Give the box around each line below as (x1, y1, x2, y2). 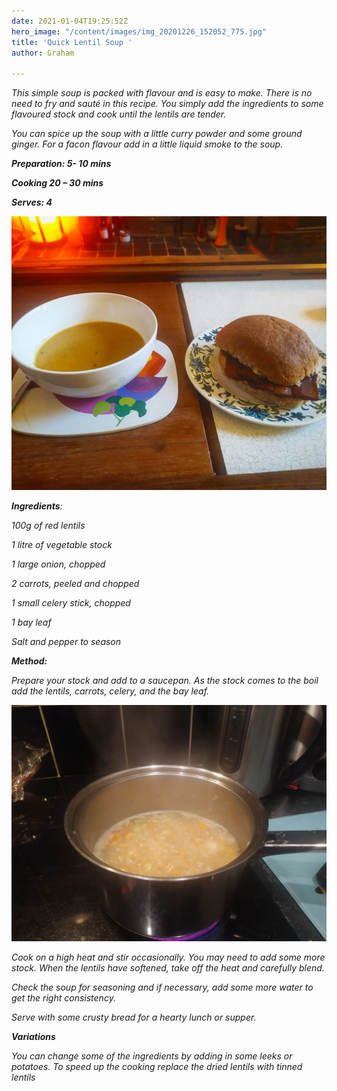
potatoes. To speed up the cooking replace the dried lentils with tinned (11, 1061, 303, 1073)
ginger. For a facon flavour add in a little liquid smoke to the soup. (11, 138, 284, 150)
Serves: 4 (11, 196, 53, 209)
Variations (11, 1031, 56, 1043)
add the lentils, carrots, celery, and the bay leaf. (11, 685, 210, 697)
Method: (11, 655, 48, 667)
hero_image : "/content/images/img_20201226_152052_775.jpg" (11, 26, 268, 37)
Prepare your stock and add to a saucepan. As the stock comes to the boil (11, 675, 319, 687)
